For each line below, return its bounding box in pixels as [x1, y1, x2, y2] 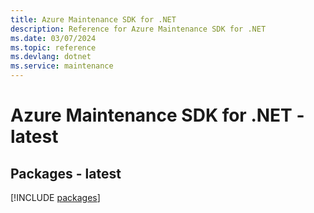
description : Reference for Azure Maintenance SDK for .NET [10, 24, 267, 34]
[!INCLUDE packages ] [10, 192, 101, 203]
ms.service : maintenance [10, 61, 114, 71]
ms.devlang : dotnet [10, 52, 92, 62]
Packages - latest [10, 165, 122, 182]
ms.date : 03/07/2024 [10, 33, 97, 43]
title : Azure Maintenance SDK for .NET [10, 14, 177, 25]
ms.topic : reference [10, 42, 97, 53]
